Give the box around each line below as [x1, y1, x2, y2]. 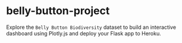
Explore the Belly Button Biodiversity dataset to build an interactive [6, 24, 177, 31]
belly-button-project [6, 4, 110, 18]
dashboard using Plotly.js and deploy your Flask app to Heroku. [6, 29, 162, 37]
